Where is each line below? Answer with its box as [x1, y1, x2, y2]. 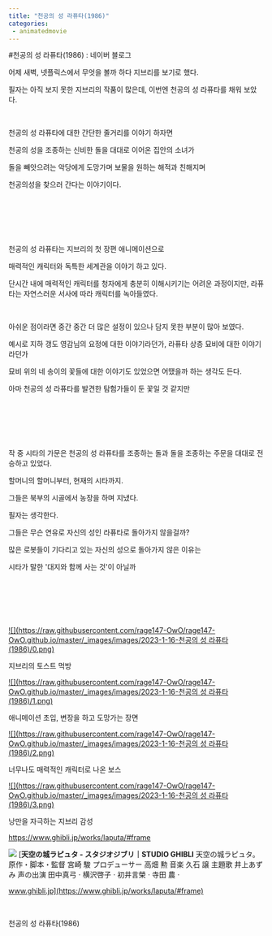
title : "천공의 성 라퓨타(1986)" [8, 11, 110, 20]
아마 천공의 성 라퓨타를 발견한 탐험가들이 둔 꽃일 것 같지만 [8, 383, 191, 394]
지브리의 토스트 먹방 [8, 661, 71, 671]
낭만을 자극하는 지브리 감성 [8, 817, 93, 826]
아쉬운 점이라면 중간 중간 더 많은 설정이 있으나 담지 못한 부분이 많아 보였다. [8, 322, 244, 331]
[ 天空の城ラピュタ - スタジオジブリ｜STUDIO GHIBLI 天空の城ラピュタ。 [18, 850, 260, 860]
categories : [8, 19, 49, 28]
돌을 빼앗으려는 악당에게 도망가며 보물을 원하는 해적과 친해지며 [8, 162, 206, 172]
